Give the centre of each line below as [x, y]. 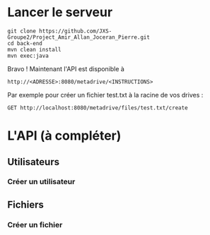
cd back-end [25, 43]
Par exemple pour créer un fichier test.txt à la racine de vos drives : [105, 95]
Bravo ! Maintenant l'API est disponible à [66, 68]
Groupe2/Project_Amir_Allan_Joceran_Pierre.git [79, 37]
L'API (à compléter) [64, 136]
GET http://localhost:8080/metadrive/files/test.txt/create [98, 108]
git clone [22, 31]
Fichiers [25, 204]
